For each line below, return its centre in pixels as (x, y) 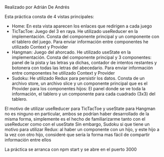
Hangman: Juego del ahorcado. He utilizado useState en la (71, 52)
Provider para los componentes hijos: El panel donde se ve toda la (79, 89)
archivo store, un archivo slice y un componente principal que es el (80, 83)
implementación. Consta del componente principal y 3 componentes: (82, 57)
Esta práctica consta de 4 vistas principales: (49, 16)
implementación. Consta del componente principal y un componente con (85, 37)
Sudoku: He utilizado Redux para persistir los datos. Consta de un (78, 78)
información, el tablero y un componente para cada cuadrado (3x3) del (83, 94)
